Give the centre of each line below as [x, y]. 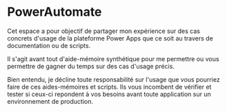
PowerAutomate [55, 12]
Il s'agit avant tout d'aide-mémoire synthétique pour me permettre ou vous [113, 58]
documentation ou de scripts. [49, 45]
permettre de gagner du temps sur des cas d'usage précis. [91, 66]
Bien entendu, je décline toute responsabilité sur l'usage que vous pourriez [113, 79]
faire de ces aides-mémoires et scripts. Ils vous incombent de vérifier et [109, 87]
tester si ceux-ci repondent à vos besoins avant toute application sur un [109, 94]
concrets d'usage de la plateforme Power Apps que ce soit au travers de [110, 38]
